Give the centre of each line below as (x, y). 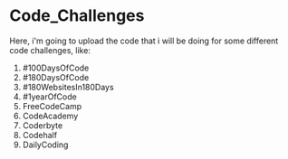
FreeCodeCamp (52, 106)
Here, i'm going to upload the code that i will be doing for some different (144, 41)
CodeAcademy (50, 116)
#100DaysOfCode (56, 68)
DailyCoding (45, 145)
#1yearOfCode (49, 97)
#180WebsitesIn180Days (68, 87)
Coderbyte (43, 125)
